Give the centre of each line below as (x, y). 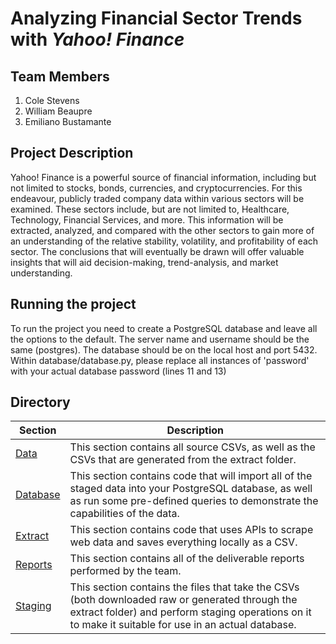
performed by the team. (125, 571)
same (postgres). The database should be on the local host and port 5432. (164, 349)
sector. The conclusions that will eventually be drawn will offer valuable (157, 251)
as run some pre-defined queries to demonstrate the (194, 501)
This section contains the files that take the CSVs (184, 587)
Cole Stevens (52, 100)
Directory (40, 402)
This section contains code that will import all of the (191, 476)
